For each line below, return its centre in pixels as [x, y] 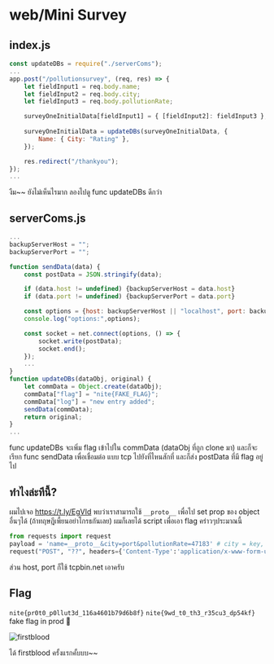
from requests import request [61, 536]
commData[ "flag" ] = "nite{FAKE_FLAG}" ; [91, 394]
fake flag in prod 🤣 [40, 622]
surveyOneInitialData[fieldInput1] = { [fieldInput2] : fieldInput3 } [144, 117]
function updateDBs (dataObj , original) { [80, 379]
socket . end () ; [62, 349]
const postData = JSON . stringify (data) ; [93, 275]
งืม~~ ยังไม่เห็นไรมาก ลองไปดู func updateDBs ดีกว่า [86, 192]
